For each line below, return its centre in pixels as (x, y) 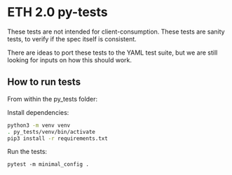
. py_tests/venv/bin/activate (52, 132)
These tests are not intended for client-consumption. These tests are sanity (116, 31)
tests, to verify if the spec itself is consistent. (72, 38)
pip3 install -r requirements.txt (58, 138)
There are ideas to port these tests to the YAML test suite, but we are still (112, 52)
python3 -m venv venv (39, 125)
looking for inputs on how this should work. (69, 59)
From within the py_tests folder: (53, 99)
